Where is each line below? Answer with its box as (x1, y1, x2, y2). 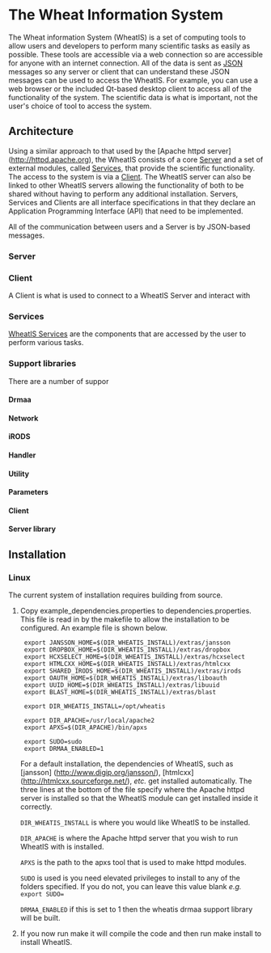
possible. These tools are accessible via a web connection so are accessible (8, 49, 263, 59)
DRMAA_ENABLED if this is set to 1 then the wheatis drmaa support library (19, 905, 253, 914)
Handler (8, 450, 36, 460)
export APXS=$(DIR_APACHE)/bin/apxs (23, 723, 148, 732)
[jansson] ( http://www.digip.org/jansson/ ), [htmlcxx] (19, 768, 194, 777)
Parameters (8, 487, 49, 497)
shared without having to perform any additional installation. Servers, (8, 188, 239, 199)
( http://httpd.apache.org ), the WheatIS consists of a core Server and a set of (8, 154, 264, 164)
